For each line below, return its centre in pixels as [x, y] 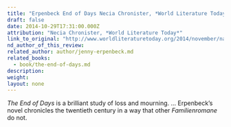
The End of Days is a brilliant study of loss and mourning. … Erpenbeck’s [110, 103]
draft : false [26, 20]
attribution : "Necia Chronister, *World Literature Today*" [95, 33]
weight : [18, 77]
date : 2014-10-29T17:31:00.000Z [53, 26]
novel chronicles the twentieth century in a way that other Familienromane [112, 111]
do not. [17, 118]
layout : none [26, 84]
